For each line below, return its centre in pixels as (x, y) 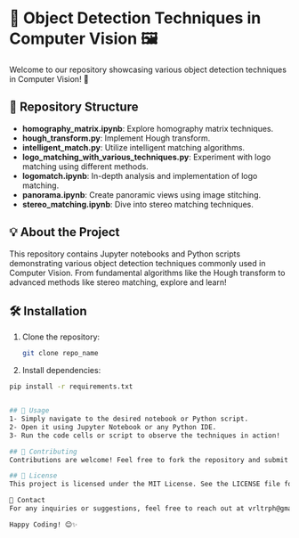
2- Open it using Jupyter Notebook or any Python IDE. (113, 427)
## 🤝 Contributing (43, 452)
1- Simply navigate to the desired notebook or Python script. (129, 419)
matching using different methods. (85, 166)
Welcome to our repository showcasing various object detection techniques (148, 69)
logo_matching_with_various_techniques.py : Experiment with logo (146, 157)
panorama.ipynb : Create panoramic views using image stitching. (141, 194)
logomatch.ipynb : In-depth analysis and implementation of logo (140, 175)
